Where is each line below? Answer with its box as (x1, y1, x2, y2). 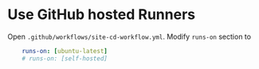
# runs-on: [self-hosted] (22, 54, 108, 63)
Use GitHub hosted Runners (7, 6, 196, 24)
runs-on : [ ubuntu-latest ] (22, 47, 108, 55)
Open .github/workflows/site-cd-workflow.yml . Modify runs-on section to (7, 32, 252, 41)
